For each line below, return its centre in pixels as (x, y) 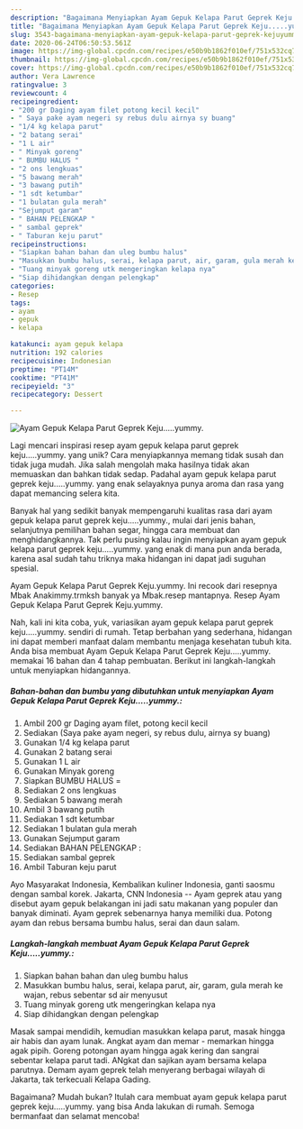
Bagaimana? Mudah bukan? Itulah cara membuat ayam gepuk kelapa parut (148, 1097)
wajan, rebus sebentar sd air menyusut (95, 995)
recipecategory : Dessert (57, 395)
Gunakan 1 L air (52, 762)
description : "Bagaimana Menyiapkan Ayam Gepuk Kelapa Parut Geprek (141, 18)
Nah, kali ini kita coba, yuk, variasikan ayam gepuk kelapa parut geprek (142, 622)
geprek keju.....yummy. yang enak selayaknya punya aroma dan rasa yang (147, 484)
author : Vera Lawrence (53, 77)
